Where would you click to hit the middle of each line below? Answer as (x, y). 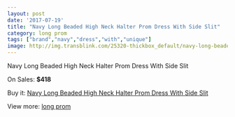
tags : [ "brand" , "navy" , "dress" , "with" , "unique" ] (79, 40)
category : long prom (37, 33)
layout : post (26, 14)
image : (17, 46)
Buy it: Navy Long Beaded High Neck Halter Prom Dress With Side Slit (108, 93)
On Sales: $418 (29, 79)
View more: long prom (39, 106)
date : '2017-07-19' (36, 20)
